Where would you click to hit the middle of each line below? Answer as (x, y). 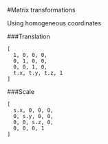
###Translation (29, 36)
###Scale (21, 92)
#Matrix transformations (41, 10)
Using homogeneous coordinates (54, 23)
